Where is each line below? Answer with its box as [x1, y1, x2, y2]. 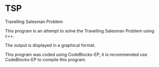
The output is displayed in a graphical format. [5, 42, 96, 48]
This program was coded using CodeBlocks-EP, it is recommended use [5, 51, 147, 57]
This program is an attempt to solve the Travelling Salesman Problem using [5, 28, 155, 33]
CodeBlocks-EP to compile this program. [5, 56, 86, 62]
